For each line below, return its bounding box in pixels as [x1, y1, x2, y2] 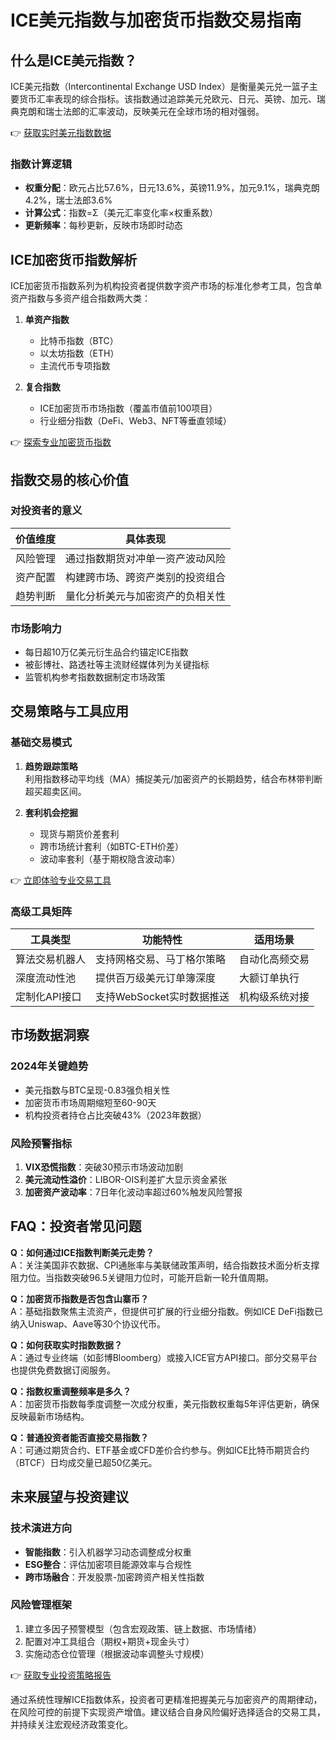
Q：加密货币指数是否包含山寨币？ [10, 1292, 149, 1305]
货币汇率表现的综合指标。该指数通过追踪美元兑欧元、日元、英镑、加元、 [18, 93, 317, 105]
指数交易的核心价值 [10, 471, 129, 488]
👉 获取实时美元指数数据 [10, 127, 112, 138]
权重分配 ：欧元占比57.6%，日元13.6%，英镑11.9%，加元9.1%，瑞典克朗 [24, 182, 320, 194]
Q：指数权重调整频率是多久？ [10, 1385, 132, 1397]
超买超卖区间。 [24, 785, 87, 797]
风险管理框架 [10, 1598, 73, 1612]
